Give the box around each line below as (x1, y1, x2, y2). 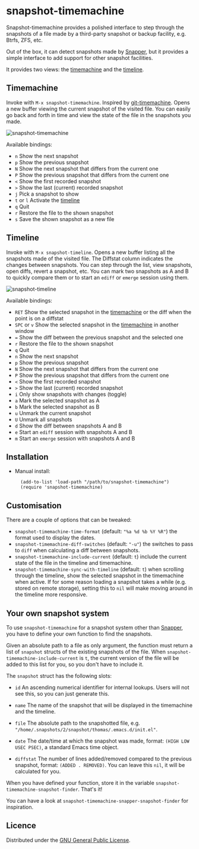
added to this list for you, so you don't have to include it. (6, 661, 144, 668)
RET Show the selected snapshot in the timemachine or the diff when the (14, 308, 192, 316)
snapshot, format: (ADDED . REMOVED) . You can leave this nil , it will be (14, 762, 185, 768)
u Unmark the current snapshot (14, 409, 91, 417)
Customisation (6, 501, 62, 511)
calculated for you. (14, 768, 61, 775)
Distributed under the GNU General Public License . (6, 837, 131, 844)
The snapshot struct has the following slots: (6, 672, 112, 679)
